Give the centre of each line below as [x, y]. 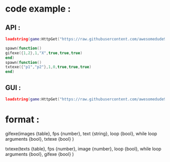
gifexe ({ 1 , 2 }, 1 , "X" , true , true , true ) [44, 53]
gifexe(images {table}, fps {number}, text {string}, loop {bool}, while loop [81, 133]
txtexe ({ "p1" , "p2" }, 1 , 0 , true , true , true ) [49, 67]
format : [22, 119]
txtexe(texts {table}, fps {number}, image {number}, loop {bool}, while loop [83, 149]
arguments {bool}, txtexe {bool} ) [40, 139]
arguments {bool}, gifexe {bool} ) [40, 154]
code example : [38, 9]
